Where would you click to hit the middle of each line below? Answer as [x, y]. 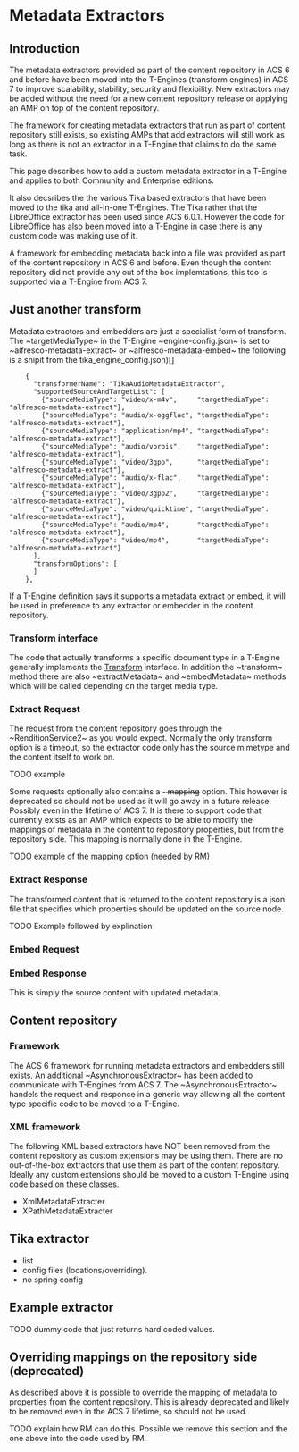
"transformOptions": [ [75, 564]
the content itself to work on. [62, 757]
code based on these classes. [64, 1184]
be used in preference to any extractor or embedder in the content [131, 605]
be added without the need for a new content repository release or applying [149, 98]
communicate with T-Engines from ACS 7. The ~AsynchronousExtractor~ [143, 1084]
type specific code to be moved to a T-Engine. [95, 1104]
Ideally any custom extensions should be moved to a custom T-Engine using [149, 1174]
